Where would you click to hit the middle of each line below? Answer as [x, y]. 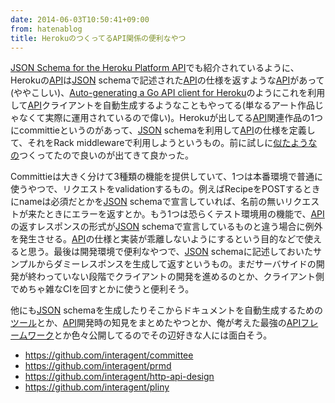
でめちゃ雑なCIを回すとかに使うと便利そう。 [102, 289]
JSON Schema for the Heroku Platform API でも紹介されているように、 [155, 68]
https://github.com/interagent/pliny [97, 387]
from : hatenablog [46, 29]
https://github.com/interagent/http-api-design [119, 377]
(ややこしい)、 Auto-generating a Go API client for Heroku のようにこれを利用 [168, 93]
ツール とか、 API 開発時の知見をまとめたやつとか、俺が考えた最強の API [156, 323]
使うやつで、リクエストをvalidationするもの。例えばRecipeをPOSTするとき [165, 189]
